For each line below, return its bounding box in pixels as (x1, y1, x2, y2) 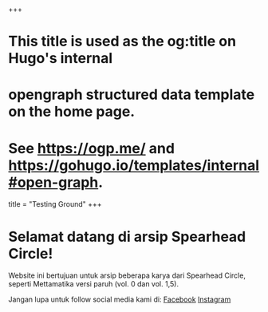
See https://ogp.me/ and (8, 139, 175, 157)
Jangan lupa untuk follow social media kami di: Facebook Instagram (8, 294, 231, 304)
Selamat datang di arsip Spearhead (8, 227, 246, 246)
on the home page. (8, 103, 136, 120)
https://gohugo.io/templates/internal (8, 156, 260, 174)
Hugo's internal (8, 49, 113, 68)
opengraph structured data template (8, 85, 255, 104)
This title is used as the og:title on (8, 33, 237, 50)
